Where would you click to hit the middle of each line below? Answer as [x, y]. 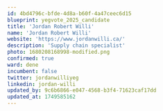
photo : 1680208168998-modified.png [59, 52]
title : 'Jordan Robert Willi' [51, 26]
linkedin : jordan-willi [42, 84]
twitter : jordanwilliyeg [43, 78]
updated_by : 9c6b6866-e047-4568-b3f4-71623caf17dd [82, 90]
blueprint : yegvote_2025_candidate [59, 20]
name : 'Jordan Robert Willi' [49, 33]
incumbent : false [32, 71]
